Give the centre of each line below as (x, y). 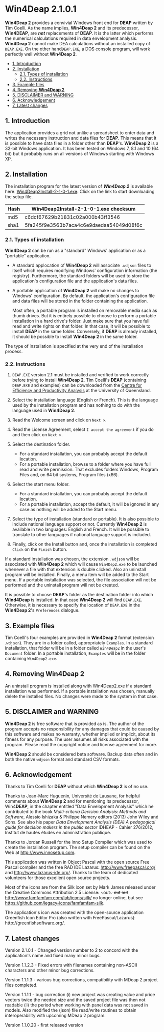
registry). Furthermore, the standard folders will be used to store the (81, 275)
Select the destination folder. (41, 444)
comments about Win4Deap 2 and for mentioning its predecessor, (72, 801)
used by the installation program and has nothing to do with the (76, 405)
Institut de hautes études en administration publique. (58, 833)
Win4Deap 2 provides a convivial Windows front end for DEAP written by (79, 23)
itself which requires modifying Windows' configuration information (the (85, 270)
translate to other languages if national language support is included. (82, 535)
